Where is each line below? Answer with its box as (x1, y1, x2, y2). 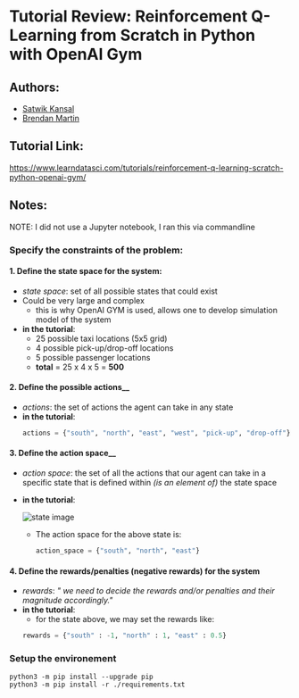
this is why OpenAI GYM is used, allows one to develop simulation (35, 304, 278, 315)
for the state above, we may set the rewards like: (35, 614, 215, 625)
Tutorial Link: (9, 138, 84, 154)
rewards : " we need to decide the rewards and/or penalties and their (21, 586, 275, 596)
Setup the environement (9, 652, 117, 664)
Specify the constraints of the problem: (9, 244, 184, 256)
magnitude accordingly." (21, 595, 113, 606)
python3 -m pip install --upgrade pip (9, 672, 154, 682)
